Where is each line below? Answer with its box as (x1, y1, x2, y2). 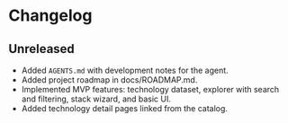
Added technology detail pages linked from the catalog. (21, 103, 229, 113)
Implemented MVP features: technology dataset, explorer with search (21, 84, 280, 94)
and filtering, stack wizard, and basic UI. (21, 93, 172, 104)
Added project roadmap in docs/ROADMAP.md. (21, 75, 198, 85)
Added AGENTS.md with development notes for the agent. (21, 65, 229, 75)
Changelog (8, 5, 93, 26)
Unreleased (8, 41, 76, 57)
